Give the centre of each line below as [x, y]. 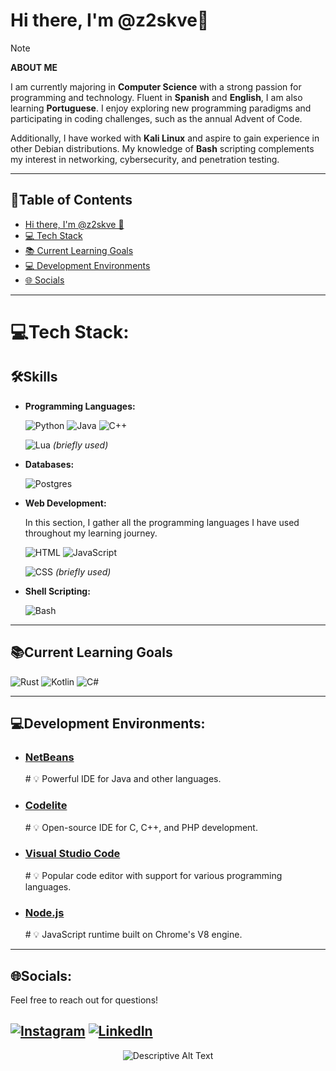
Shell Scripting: [57, 591]
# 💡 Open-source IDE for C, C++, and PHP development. [141, 827]
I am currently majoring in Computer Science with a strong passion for [156, 86]
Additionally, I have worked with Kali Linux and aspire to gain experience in [165, 138]
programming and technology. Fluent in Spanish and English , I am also [156, 97]
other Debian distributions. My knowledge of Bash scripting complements [162, 148]
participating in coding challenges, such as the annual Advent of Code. [156, 118]
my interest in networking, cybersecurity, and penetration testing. [145, 159]
